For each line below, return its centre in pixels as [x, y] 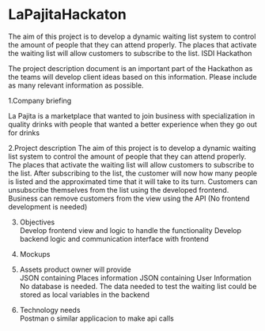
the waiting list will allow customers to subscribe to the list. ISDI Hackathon [130, 53]
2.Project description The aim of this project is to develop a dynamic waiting [132, 148]
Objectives [37, 222]
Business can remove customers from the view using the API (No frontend [129, 198]
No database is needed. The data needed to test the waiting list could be [138, 286]
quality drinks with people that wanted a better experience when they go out [132, 124]
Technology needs [50, 310]
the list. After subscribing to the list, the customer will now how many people [133, 173]
